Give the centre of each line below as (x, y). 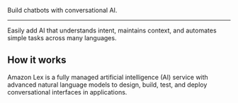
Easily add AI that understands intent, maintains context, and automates (112, 30)
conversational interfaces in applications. (67, 92)
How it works (37, 60)
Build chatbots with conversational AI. (62, 10)
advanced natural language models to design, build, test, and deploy (107, 85)
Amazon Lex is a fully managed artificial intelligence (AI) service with (108, 77)
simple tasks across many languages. (62, 38)
